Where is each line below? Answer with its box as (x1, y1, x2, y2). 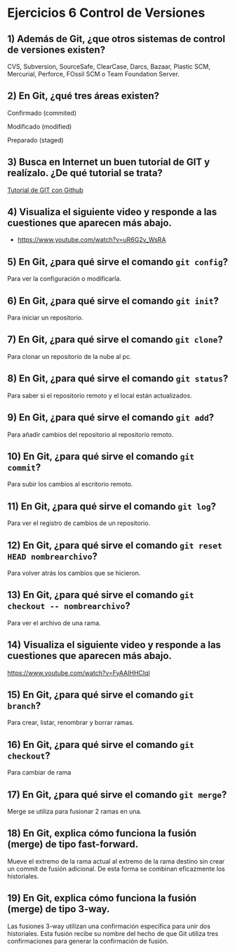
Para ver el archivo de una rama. (7, 618, 102, 627)
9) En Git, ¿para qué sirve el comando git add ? (7, 412, 215, 423)
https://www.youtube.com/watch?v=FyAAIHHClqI (7, 668, 151, 677)
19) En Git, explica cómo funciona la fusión (7, 892, 197, 904)
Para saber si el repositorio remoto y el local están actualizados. (7, 391, 192, 400)
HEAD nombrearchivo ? (7, 550, 98, 562)
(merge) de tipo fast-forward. (7, 838, 139, 850)
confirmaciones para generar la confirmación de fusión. (7, 937, 169, 945)
